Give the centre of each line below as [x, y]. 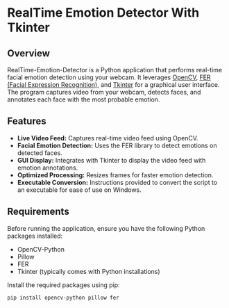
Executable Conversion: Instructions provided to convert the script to [117, 182]
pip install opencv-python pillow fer [63, 298]
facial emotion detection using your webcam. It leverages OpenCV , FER [109, 77]
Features [27, 121]
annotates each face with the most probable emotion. [84, 99]
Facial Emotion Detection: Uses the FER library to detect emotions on [117, 145]
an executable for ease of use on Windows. [79, 190]
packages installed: [35, 236]
